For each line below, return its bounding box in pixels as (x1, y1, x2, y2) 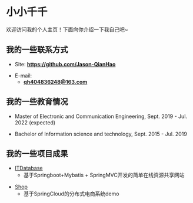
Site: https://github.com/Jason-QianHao (14, 60, 116, 67)
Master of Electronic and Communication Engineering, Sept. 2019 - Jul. (14, 113, 187, 120)
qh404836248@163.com (23, 78, 88, 85)
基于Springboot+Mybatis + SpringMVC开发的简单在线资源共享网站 (23, 171, 185, 179)
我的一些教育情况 (6, 97, 68, 107)
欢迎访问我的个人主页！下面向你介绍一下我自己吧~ (6, 26, 128, 33)
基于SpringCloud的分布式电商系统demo (23, 190, 119, 197)
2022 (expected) (14, 119, 56, 126)
